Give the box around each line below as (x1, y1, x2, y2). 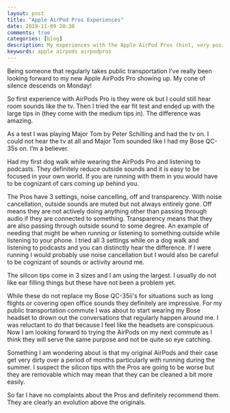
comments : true (7, 29, 51, 36)
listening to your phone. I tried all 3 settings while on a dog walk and (7, 236, 199, 244)
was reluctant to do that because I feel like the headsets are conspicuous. (7, 321, 216, 329)
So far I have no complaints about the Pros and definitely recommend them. (7, 390, 220, 399)
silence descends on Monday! (7, 81, 92, 90)
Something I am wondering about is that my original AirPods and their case (7, 348, 218, 356)
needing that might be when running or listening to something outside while (7, 228, 220, 237)
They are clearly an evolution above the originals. (7, 398, 146, 406)
